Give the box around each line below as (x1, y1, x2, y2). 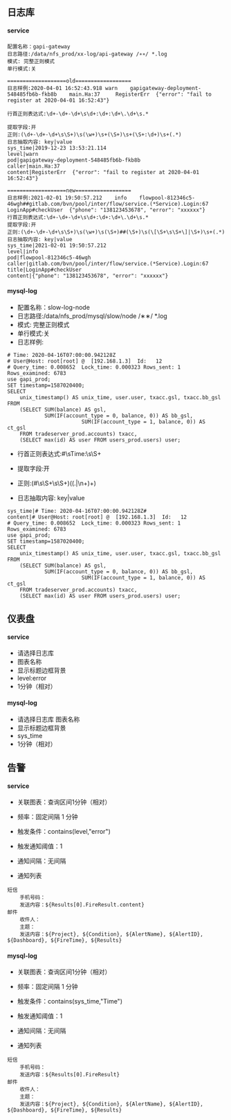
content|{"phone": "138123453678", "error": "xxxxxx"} (7, 272, 169, 279)
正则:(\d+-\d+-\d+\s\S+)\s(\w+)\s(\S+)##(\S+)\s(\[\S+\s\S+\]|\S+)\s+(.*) (7, 228, 225, 236)
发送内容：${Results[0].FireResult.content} (19, 902, 145, 909)
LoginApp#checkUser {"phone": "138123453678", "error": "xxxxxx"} (7, 207, 206, 213)
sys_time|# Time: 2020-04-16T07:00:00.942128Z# (7, 507, 147, 514)
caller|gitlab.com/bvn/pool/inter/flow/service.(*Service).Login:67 (7, 260, 209, 267)
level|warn (7, 150, 39, 157)
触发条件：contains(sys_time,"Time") (17, 997, 123, 1006)
